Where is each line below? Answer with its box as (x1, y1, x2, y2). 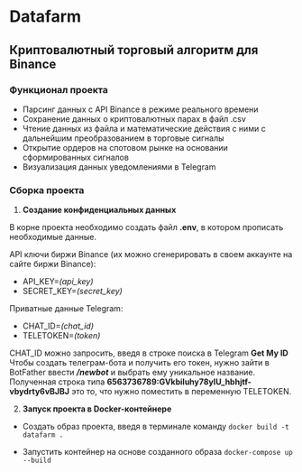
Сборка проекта (9, 183, 85, 196)
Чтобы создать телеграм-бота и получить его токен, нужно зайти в (9, 357, 270, 368)
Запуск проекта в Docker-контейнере (22, 403, 172, 414)
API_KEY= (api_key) (22, 276, 94, 287)
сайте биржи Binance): (9, 259, 96, 270)
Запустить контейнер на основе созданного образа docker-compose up (22, 447, 293, 458)
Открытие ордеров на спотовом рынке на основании (22, 142, 228, 153)
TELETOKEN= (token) (22, 330, 101, 341)
